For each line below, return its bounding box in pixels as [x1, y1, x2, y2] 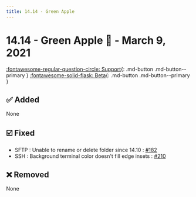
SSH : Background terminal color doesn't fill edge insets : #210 [14, 153, 166, 160]
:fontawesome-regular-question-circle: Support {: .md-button [6, 65, 154, 72]
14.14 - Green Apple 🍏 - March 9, [6, 33, 166, 47]
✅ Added [6, 95, 40, 105]
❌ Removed [6, 170, 49, 179]
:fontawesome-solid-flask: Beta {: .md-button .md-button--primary [29, 71, 190, 79]
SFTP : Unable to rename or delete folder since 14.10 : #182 [14, 147, 157, 154]
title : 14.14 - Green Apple [6, 8, 75, 15]
